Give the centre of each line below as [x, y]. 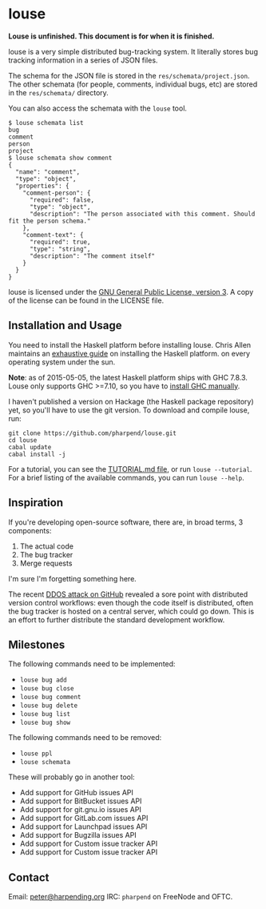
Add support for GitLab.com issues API [84, 819]
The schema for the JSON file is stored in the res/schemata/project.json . [129, 75]
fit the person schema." [50, 221]
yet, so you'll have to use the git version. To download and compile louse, [129, 410]
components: [30, 530]
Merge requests [46, 563]
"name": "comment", [48, 172]
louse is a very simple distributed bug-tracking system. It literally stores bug [133, 51]
